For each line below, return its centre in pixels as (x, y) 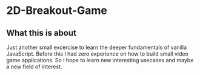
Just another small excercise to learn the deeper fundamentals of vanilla (96, 47)
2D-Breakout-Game (57, 11)
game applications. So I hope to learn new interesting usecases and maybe (100, 60)
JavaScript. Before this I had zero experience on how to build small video (98, 54)
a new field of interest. (34, 67)
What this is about (42, 33)
